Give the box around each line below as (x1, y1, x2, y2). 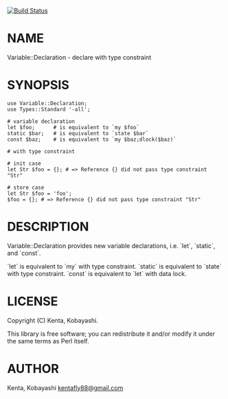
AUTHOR (7, 361, 60, 376)
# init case (7, 160, 41, 167)
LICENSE (7, 294, 58, 309)
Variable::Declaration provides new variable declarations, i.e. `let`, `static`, (7, 241, 216, 250)
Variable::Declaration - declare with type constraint (7, 53, 152, 61)
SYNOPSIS (7, 78, 70, 93)
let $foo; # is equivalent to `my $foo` (7, 124, 139, 130)
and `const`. (7, 249, 41, 257)
